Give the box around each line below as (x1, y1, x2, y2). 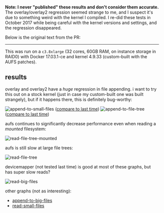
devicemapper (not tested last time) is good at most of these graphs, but (5, 164, 151, 169)
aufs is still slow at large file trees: (5, 144, 73, 151)
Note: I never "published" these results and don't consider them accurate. (5, 4, 159, 10)
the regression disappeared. (5, 25, 62, 31)
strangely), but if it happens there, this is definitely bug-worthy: (5, 96, 133, 102)
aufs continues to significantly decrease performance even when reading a (5, 120, 156, 126)
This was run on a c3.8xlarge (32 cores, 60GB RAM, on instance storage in (5, 48, 156, 54)
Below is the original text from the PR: (5, 34, 81, 40)
